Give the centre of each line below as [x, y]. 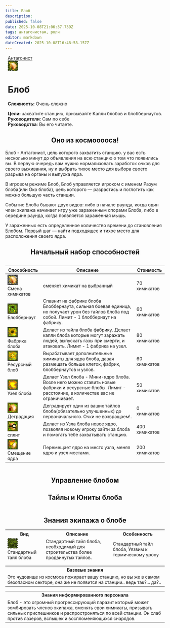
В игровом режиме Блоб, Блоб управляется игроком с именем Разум [81, 184]
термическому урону [136, 555]
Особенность [138, 534]
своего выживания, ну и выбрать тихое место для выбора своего [76, 169]
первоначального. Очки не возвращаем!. [87, 416]
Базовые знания [85, 570]
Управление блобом [85, 480]
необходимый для [65, 547]
